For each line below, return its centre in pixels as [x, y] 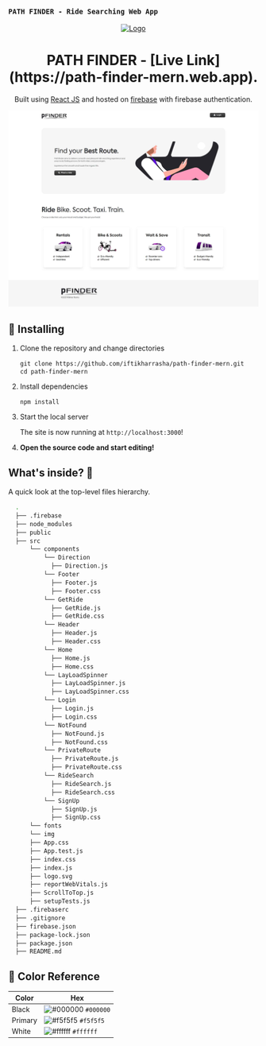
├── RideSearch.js [81, 784]
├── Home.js [70, 658]
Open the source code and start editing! [87, 447]
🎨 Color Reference [54, 976]
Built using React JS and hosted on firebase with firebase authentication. [133, 99]
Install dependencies [54, 386]
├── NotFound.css [79, 742]
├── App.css [49, 843]
